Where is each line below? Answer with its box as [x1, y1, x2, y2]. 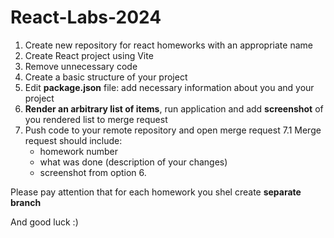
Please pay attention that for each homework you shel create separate [10, 186, 302, 198]
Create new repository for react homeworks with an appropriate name [24, 39, 313, 51]
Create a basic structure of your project [24, 71, 188, 83]
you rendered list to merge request [24, 113, 168, 125]
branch [10, 196, 42, 208]
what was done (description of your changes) [39, 156, 228, 168]
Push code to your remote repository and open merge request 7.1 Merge [24, 124, 322, 136]
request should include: [24, 134, 123, 146]
